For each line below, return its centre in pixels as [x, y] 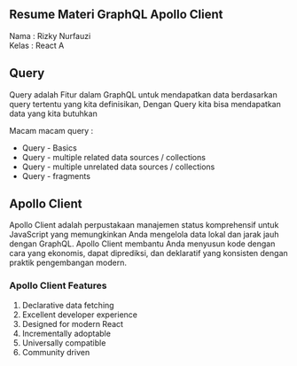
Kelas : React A [37, 45]
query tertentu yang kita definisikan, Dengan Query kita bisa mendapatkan [145, 104]
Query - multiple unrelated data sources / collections [118, 167]
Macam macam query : [51, 130]
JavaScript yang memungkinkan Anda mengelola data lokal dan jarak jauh [144, 235]
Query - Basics [49, 148]
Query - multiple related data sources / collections [114, 157]
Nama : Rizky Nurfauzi [50, 35]
